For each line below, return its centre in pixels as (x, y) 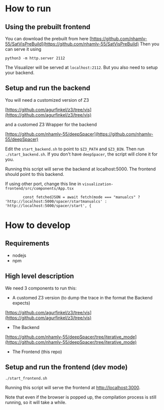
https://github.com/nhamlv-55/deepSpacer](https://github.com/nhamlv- (80, 134)
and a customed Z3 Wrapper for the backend (51, 124)
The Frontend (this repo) (37, 352)
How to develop (38, 225)
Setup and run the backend (48, 88)
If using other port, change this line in (43, 184)
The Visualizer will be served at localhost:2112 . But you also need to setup (82, 67)
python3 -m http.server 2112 (35, 58)
